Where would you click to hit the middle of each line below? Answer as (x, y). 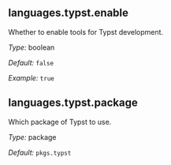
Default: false (31, 62)
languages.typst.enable (68, 13)
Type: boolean (32, 47)
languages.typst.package (73, 103)
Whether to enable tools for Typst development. (86, 32)
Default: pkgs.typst (40, 152)
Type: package (32, 137)
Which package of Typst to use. (60, 122)
